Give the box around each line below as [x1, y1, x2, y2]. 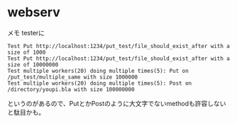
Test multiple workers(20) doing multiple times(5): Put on [7, 67, 189, 74]
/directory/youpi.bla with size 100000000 [7, 86, 135, 93]
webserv [7, 4, 60, 20]
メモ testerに [7, 28, 45, 37]
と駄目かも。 [7, 107, 45, 117]
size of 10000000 [7, 61, 59, 68]
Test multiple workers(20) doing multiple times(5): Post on [7, 79, 192, 87]
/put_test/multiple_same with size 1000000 [7, 74, 138, 81]
